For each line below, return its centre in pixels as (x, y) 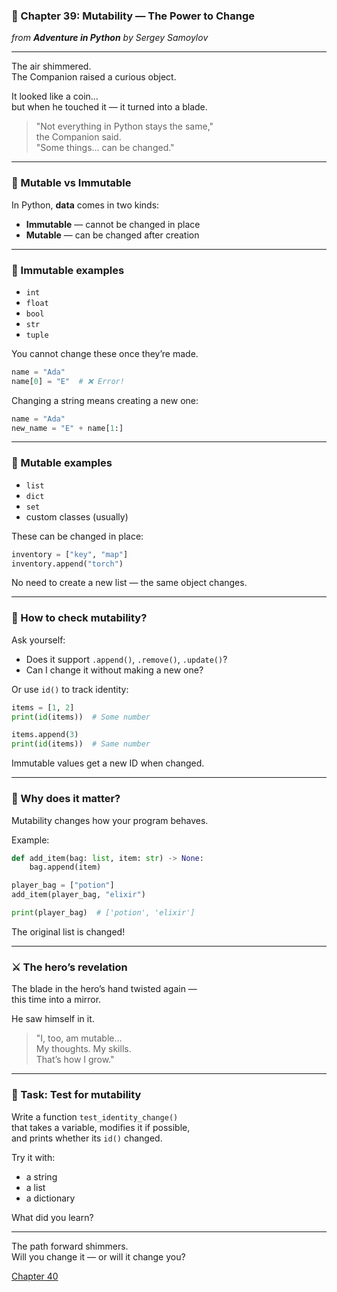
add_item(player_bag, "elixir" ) (78, 895)
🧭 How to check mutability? (79, 618)
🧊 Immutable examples (68, 270)
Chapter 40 (35, 1276)
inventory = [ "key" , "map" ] (70, 554)
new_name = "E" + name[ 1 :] (67, 428)
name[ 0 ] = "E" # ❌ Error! (68, 381)
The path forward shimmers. (70, 1246)
